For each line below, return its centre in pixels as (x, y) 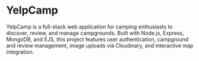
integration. (20, 52)
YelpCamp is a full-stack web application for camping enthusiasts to (89, 27)
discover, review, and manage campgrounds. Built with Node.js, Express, (95, 33)
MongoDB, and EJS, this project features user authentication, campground (97, 39)
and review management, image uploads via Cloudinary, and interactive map (100, 46)
